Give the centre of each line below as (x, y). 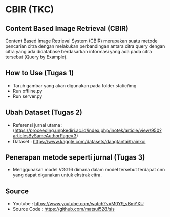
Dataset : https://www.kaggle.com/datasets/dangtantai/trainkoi (79, 141)
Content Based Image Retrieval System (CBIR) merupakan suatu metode (81, 41)
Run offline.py (27, 91)
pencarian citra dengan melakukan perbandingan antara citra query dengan (85, 46)
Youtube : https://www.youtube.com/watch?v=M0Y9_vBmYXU (78, 204)
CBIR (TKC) (30, 9)
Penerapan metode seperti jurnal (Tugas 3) (75, 157)
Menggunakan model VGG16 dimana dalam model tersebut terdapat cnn (89, 170)
